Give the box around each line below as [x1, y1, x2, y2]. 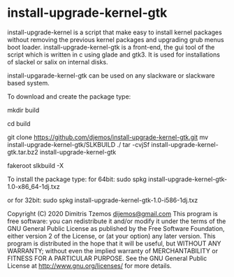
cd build [7, 119, 31, 127]
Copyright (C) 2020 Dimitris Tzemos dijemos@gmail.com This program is [7, 209, 218, 218]
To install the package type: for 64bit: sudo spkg [7, 175, 147, 183]
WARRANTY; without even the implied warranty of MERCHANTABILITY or [7, 246, 219, 255]
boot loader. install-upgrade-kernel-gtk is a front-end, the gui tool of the [7, 43, 215, 51]
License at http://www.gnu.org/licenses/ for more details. [7, 261, 173, 270]
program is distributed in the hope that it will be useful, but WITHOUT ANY [7, 239, 221, 248]
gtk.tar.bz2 [7, 148, 38, 156]
